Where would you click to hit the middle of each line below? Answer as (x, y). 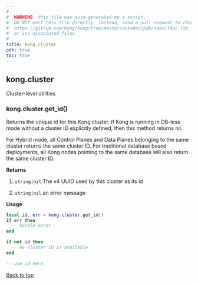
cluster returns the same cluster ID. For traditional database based (86, 146)
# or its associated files (41, 34)
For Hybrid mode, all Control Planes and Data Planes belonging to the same (98, 139)
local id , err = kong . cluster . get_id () (55, 215)
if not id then (25, 242)
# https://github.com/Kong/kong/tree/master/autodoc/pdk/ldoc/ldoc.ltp (97, 28)
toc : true (18, 56)
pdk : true (18, 50)
